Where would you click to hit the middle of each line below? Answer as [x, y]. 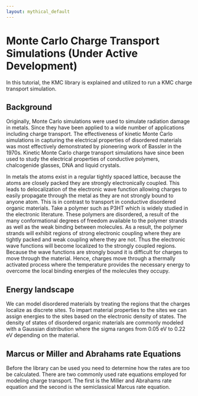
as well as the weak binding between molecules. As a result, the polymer [95, 227]
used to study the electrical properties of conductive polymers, [83, 159]
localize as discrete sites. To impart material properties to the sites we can [97, 310]
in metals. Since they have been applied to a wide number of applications [95, 128]
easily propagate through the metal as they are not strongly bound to [90, 196]
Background [29, 107]
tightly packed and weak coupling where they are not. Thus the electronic [96, 239]
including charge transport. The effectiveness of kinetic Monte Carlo [90, 134]
